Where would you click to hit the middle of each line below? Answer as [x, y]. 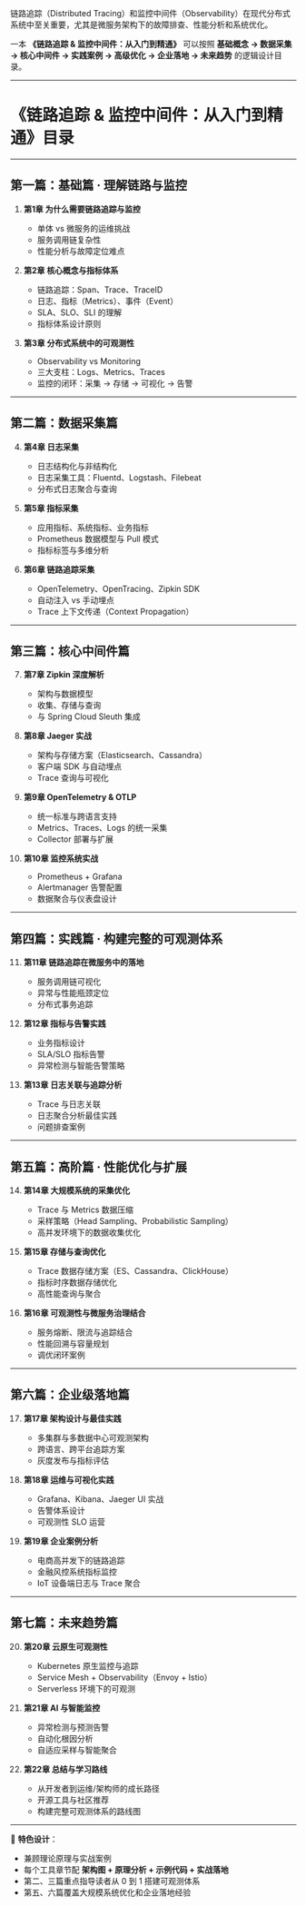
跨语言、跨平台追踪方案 [81, 1449]
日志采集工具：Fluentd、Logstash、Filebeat [119, 477]
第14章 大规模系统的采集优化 [77, 1190]
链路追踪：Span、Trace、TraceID [100, 290]
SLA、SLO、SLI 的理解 [79, 312]
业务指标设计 [61, 1043]
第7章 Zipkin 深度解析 [64, 675]
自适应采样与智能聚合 [77, 1750]
